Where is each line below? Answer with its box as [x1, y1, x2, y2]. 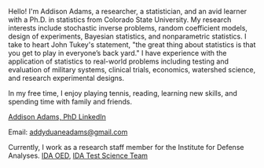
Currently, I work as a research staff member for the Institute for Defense [8, 143, 244, 152]
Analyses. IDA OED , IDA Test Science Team [8, 151, 148, 160]
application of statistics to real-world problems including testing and [8, 57, 229, 66]
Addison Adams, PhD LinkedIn [8, 112, 106, 121]
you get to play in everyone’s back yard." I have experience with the [8, 49, 227, 57]
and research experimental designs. [8, 74, 124, 82]
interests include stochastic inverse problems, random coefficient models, [8, 24, 247, 32]
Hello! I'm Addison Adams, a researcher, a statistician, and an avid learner [8, 7, 247, 16]
